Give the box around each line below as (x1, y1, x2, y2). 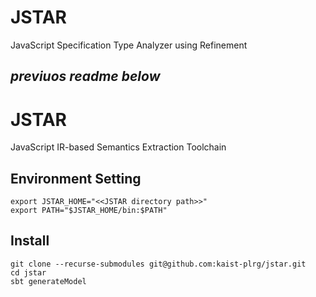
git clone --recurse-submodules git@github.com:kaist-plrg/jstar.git (10, 259, 307, 269)
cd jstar (10, 267, 47, 278)
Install (10, 232, 50, 250)
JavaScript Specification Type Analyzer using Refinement (10, 39, 248, 51)
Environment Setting (10, 170, 142, 187)
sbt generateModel (10, 276, 87, 286)
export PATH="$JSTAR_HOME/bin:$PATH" (10, 206, 168, 216)
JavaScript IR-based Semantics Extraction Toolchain (10, 141, 227, 153)
